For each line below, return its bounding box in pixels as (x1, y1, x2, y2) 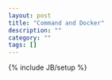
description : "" (8, 26, 62, 34)
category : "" (8, 33, 52, 42)
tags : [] (8, 41, 37, 49)
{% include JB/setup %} (8, 63, 87, 72)
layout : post (8, 11, 52, 20)
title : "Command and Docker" (8, 19, 105, 27)
